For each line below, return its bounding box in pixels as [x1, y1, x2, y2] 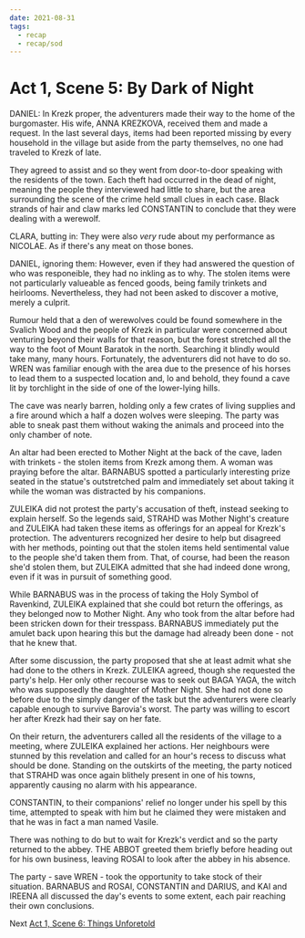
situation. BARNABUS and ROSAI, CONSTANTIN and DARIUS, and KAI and [9, 881, 288, 892]
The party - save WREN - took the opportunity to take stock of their [9, 871, 262, 882]
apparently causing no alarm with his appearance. [9, 779, 198, 790]
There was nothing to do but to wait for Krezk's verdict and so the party [9, 834, 279, 845]
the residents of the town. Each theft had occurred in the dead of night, [9, 174, 277, 185]
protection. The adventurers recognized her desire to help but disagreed [9, 533, 281, 544]
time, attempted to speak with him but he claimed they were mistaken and [9, 807, 287, 818]
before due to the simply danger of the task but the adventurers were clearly [9, 694, 297, 705]
